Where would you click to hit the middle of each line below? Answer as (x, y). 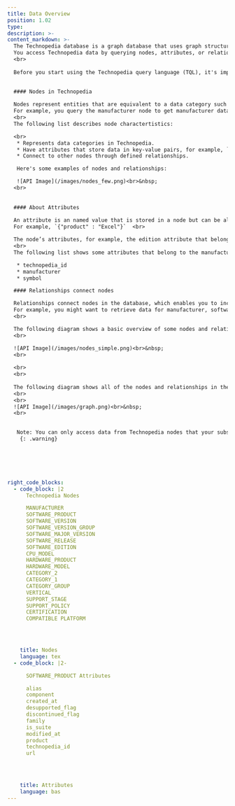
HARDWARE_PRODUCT (51, 560)
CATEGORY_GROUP (48, 586)
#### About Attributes (47, 207)
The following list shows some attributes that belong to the (106, 253)
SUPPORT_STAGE (47, 599)
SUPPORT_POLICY (48, 606)
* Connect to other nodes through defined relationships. (103, 156)
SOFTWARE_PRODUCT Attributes (68, 676)
